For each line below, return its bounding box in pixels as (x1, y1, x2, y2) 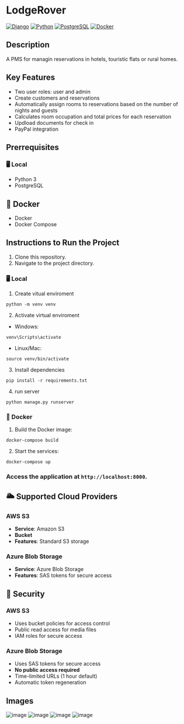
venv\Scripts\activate (6, 335, 61, 341)
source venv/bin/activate (6, 356, 69, 362)
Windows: (14, 323, 39, 330)
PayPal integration (14, 125, 59, 132)
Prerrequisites (6, 142, 60, 152)
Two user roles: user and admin (14, 88, 91, 95)
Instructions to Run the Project (6, 238, 120, 248)
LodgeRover (6, 4, 67, 17)
